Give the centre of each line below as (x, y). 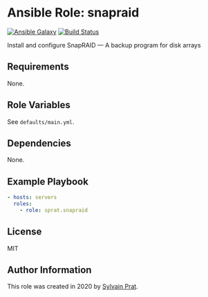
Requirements (38, 67)
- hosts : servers (32, 198)
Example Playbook (48, 182)
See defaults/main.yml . (41, 121)
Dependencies (39, 143)
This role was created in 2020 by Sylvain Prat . (73, 287)
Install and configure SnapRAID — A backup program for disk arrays (104, 45)
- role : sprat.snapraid (54, 210)
